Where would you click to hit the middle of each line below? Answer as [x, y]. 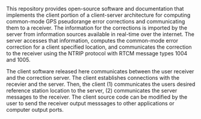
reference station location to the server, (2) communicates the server [92, 90]
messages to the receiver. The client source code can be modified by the [97, 97]
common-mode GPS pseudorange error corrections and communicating [96, 21]
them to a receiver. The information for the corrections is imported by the [97, 28]
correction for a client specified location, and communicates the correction [99, 47]
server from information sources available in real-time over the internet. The [100, 34]
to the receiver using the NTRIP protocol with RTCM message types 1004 [97, 53]
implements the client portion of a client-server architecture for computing [98, 15]
